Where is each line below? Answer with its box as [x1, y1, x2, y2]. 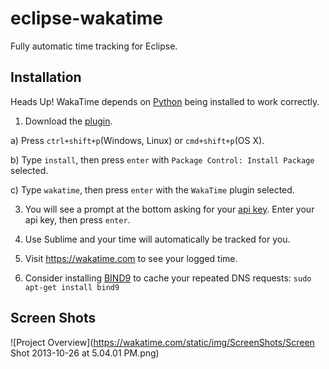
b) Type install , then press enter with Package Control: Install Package [10, 153, 315, 166]
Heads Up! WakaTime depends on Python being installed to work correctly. [10, 95, 320, 107]
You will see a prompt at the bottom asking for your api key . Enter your [24, 203, 315, 215]
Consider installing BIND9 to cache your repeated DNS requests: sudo [24, 272, 312, 284]
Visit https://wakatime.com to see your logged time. [24, 252, 238, 264]
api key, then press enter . [24, 213, 131, 226]
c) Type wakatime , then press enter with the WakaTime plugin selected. [10, 183, 295, 196]
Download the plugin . [24, 115, 113, 127]
